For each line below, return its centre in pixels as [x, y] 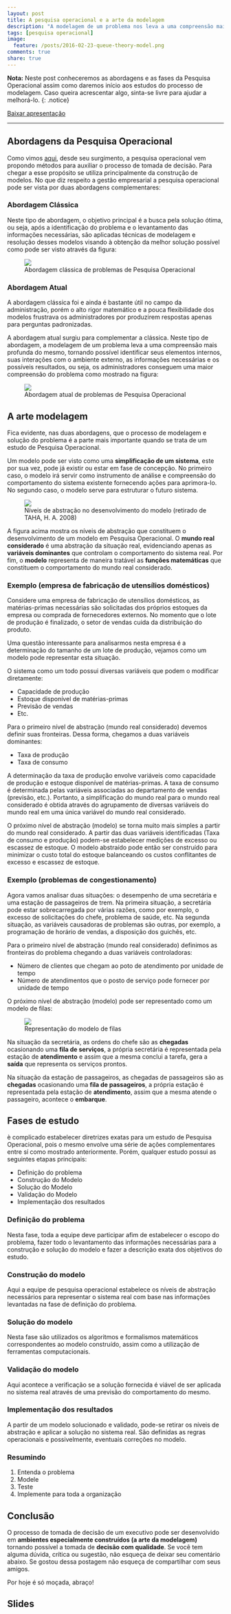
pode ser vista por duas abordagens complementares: [84, 187]
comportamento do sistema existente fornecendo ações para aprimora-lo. [112, 482]
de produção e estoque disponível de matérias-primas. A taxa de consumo [113, 783]
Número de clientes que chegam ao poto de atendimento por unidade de [120, 966]
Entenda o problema [46, 1472]
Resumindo [26, 1457]
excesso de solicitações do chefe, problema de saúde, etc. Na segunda [108, 917]
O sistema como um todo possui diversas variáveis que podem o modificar [113, 671]
